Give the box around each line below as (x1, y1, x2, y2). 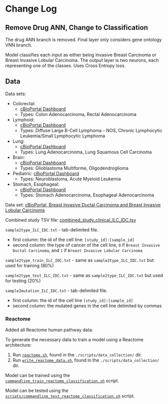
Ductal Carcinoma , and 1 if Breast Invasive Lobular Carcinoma (12, 247, 143, 253)
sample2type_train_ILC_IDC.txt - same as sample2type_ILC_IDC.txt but (5, 257, 154, 263)
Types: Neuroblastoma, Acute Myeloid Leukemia (20, 176, 121, 182)
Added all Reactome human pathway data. (5, 327, 93, 333)
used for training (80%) (5, 262, 54, 268)
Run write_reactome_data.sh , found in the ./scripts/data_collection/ (12, 357, 159, 363)
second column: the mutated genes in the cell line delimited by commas (12, 302, 162, 309)
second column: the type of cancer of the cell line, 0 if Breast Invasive (12, 241, 160, 248)
